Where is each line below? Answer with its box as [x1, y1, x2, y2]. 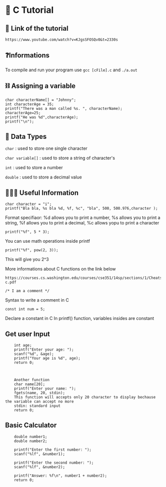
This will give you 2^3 [5, 257, 49, 263]
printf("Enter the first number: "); [14, 447, 92, 452]
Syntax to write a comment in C [5, 297, 69, 303]
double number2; [14, 439, 48, 443]
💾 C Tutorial [5, 4, 54, 16]
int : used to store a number [5, 165, 63, 171]
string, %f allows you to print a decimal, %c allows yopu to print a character [5, 220, 160, 226]
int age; [14, 343, 32, 348]
